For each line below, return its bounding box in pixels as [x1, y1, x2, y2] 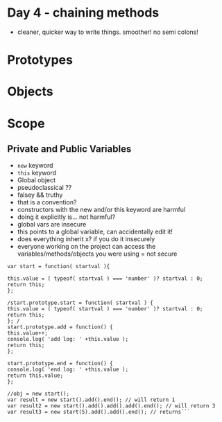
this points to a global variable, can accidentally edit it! [17, 227, 173, 236]
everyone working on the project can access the [17, 243, 156, 251]
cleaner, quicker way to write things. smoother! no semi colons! [17, 28, 199, 36]
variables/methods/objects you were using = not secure [17, 249, 178, 258]
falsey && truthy [17, 191, 63, 199]
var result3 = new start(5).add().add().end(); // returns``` [7, 409, 191, 416]
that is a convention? [17, 198, 77, 206]
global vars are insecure [17, 220, 87, 229]
